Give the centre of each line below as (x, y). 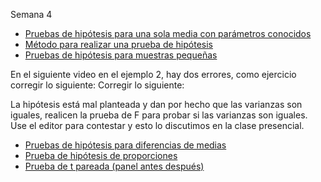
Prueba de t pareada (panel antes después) (114, 166)
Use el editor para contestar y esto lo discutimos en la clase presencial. (157, 125)
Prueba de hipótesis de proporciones (101, 155)
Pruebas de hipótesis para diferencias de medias (125, 145)
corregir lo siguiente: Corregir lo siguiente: (97, 85)
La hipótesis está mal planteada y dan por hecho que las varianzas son (156, 104)
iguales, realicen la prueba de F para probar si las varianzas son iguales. (159, 115)
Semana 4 (31, 14)
